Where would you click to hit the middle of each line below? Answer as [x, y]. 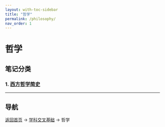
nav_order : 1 [18, 23]
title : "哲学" [19, 14]
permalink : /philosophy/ [30, 19]
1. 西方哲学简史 [23, 84]
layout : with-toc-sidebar [31, 10]
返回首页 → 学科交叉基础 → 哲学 [38, 120]
